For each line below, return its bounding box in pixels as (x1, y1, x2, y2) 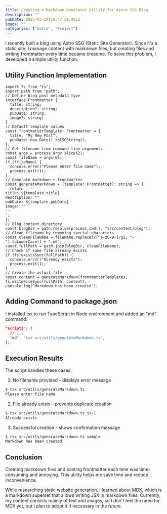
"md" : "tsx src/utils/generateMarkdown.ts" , (10, 335, 105, 340)
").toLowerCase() (5, 239, 42, 244)
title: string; (10, 102, 42, 107)
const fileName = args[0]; (5, 155, 62, 160)
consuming (5, 472, 29, 478)
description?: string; (10, 106, 58, 111)
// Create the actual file (5, 270, 62, 275)
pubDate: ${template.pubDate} (5, 199, 69, 204)
